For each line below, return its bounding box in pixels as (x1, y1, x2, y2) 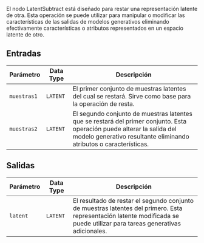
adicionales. (72, 227, 107, 235)
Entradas (6, 49, 41, 59)
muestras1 (9, 92, 38, 100)
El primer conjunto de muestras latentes (72, 84, 186, 93)
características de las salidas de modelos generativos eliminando (6, 18, 170, 25)
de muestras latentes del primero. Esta (72, 204, 183, 212)
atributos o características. (72, 140, 149, 148)
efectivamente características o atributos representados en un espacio (6, 24, 184, 32)
